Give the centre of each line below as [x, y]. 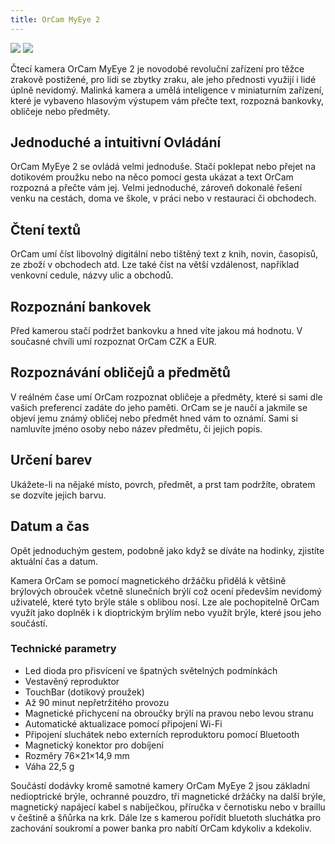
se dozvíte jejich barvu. [58, 495]
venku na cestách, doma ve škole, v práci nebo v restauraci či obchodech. [163, 198]
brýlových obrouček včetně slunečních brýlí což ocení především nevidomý [166, 591]
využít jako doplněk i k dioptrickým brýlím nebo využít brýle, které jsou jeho [166, 612]
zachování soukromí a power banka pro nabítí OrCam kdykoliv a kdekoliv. [161, 828]
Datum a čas [50, 526]
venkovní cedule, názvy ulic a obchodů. [92, 275]
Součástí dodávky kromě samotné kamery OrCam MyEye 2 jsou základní [160, 785]
